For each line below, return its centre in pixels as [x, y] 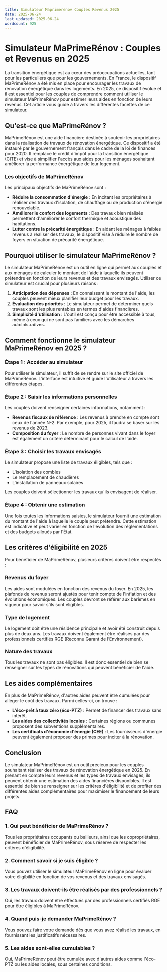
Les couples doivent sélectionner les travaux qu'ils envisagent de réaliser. [81, 492]
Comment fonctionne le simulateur [60, 340]
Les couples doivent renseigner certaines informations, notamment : [75, 408]
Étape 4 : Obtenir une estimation [45, 505]
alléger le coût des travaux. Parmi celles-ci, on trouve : [61, 701]
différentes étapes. [24, 384]
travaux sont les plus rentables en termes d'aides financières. [76, 309]
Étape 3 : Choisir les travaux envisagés [53, 452]
